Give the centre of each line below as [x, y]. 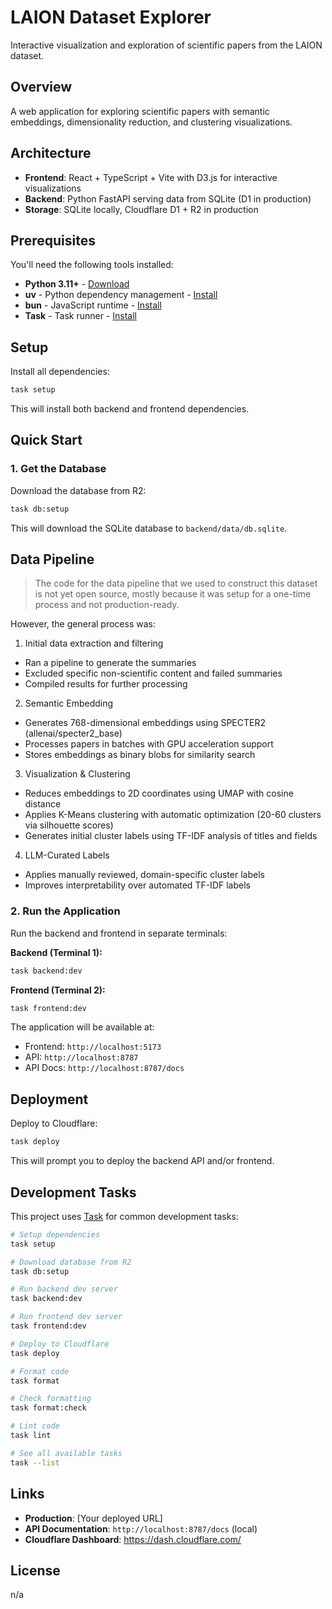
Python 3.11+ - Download [77, 284]
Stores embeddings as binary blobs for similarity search [140, 755]
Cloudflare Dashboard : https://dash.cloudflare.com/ [133, 1539]
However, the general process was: [83, 624]
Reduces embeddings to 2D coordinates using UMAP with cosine [159, 793]
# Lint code [35, 1426]
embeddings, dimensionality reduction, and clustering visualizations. [151, 122]
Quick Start [46, 440]
